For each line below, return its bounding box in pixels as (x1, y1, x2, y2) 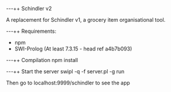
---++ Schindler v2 (6, 5, 52, 12)
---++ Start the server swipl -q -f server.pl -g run (6, 68, 125, 75)
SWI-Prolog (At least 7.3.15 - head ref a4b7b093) (14, 45, 132, 52)
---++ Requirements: (6, 28, 57, 35)
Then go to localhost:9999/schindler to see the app (6, 79, 131, 86)
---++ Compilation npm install (6, 57, 78, 63)
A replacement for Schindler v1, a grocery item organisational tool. (6, 16, 166, 23)
